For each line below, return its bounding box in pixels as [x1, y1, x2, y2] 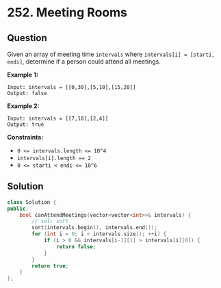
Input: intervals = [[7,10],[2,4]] [7, 115, 109, 122]
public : [7, 205, 29, 212]
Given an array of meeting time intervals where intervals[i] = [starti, [7, 50, 216, 58]
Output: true [7, 121, 44, 128]
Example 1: [7, 70, 39, 79]
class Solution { [7, 198, 57, 206]
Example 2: [7, 102, 40, 110]
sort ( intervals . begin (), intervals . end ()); [31, 224, 157, 231]
